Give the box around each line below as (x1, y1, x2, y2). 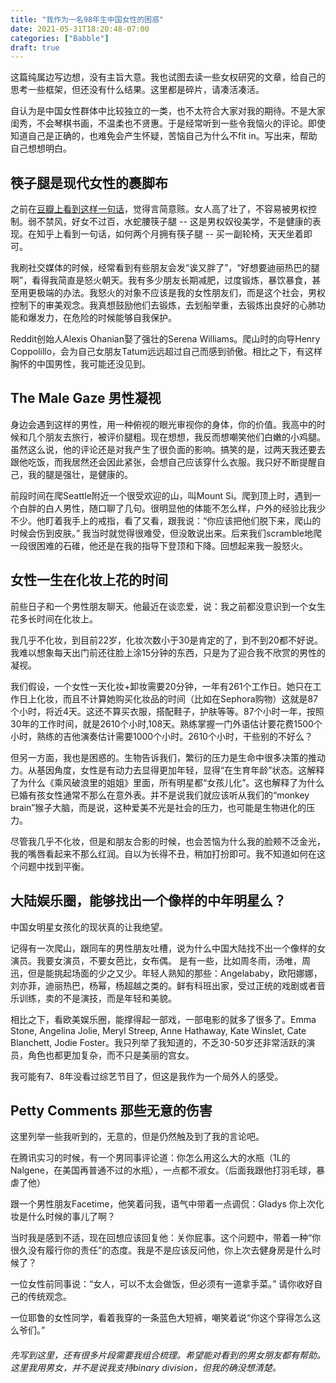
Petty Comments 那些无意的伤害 (10, 1102, 213, 1119)
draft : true (10, 42, 60, 53)
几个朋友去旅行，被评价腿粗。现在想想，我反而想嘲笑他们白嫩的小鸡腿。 (27, 431, 326, 443)
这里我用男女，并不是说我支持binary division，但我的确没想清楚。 (10, 1361, 282, 1373)
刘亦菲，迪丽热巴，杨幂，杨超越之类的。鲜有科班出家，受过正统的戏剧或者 (10, 979, 317, 991)
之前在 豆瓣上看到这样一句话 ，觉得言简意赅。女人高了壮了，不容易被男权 (10, 203, 308, 215)
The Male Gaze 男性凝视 (10, 390, 162, 407)
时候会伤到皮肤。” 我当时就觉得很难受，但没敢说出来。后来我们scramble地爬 (10, 527, 323, 539)
